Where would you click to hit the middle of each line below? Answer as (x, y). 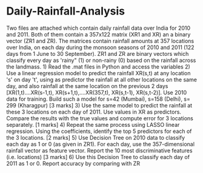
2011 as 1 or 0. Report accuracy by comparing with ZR (73, 163)
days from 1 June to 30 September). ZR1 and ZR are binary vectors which (98, 53)
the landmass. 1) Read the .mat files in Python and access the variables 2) (98, 66)
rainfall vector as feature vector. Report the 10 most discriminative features (99, 151)
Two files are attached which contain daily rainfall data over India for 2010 (98, 28)
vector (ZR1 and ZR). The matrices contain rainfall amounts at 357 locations (100, 41)
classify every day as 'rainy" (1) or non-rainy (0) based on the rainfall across (101, 60)
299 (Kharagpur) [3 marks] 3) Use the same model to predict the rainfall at (99, 105)
